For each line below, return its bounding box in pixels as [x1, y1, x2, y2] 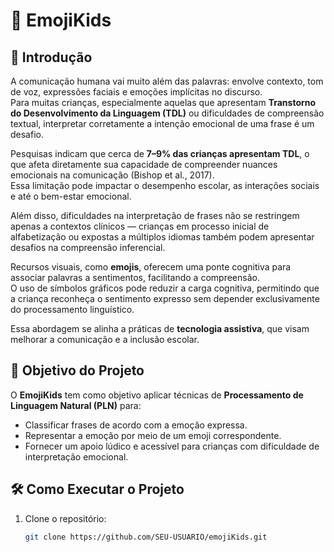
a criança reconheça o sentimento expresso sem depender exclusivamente [10, 293, 320, 304]
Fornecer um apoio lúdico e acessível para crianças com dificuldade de [24, 440, 320, 452]
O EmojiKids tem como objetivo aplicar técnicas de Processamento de [10, 389, 304, 401]
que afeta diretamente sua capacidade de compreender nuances [10, 159, 278, 170]
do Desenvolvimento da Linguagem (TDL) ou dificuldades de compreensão [10, 107, 325, 119]
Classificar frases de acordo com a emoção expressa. [24, 419, 248, 431]
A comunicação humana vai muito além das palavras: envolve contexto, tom [10, 75, 324, 87]
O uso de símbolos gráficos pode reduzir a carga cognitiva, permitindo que [10, 282, 320, 294]
